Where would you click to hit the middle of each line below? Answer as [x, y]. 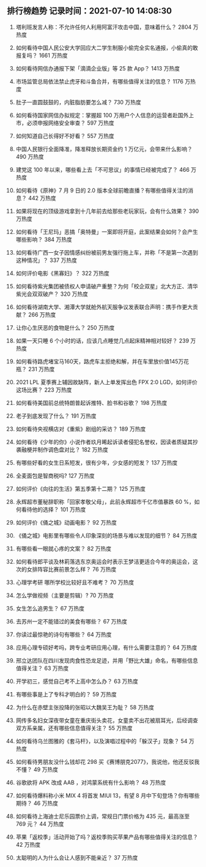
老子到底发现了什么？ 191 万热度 [56, 415]
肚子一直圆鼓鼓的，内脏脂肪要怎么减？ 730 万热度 [78, 102]
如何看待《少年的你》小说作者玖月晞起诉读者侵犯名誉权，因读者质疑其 [104, 442]
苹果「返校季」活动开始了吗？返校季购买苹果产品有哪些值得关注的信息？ [107, 837]
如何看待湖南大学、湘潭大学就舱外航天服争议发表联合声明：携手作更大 [104, 307]
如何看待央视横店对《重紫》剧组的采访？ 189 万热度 [81, 429]
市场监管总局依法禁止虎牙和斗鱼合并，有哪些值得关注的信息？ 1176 [100, 81]
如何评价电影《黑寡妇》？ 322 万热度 [62, 273]
